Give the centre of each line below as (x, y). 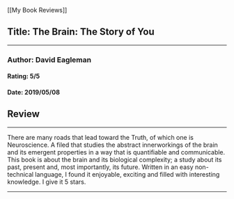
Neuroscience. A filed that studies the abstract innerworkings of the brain (112, 145)
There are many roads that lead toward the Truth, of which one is (100, 137)
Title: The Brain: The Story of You (81, 32)
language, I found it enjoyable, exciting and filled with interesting (127, 174)
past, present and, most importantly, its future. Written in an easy (100, 167)
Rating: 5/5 (24, 77)
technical (20, 174)
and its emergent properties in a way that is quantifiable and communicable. (116, 152)
